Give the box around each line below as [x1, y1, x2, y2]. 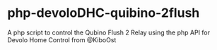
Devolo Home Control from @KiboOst [7, 35, 117, 44]
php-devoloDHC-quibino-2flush [7, 5, 200, 21]
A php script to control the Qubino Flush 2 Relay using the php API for [7, 28, 211, 37]
